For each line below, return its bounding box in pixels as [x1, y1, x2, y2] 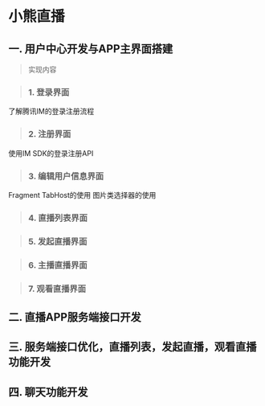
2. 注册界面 [27, 129, 71, 140]
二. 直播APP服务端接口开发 [8, 310, 142, 324]
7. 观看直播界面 [27, 283, 87, 294]
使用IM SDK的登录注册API [8, 148, 94, 158]
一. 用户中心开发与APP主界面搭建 [8, 42, 173, 55]
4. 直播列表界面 [27, 212, 88, 224]
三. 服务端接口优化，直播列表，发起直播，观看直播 [8, 340, 257, 354]
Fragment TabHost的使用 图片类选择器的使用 [8, 190, 157, 199]
